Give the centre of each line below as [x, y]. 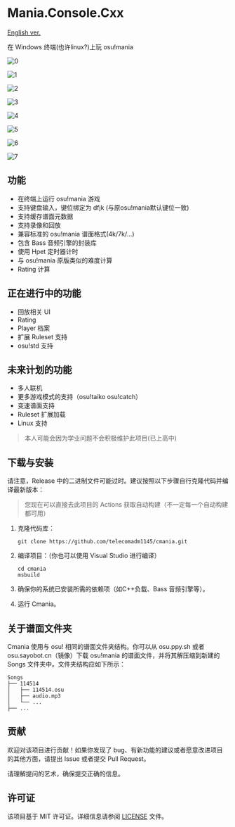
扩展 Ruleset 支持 [42, 336]
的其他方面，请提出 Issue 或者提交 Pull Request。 [79, 759]
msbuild [28, 575]
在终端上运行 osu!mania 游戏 [59, 198]
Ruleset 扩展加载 [41, 415]
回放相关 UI [34, 312]
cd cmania [32, 569]
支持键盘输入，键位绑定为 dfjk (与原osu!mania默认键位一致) [103, 207]
